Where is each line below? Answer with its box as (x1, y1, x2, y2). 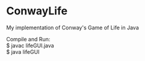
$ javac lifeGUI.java (6, 42, 54, 49)
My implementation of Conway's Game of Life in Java (6, 24, 140, 31)
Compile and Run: (6, 35, 51, 42)
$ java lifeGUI (6, 48, 40, 55)
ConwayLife (6, 4, 68, 18)
